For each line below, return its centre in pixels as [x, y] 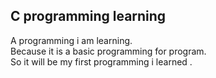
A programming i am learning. [71, 40]
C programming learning [88, 16]
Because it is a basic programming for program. [108, 51]
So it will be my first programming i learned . [101, 61]
